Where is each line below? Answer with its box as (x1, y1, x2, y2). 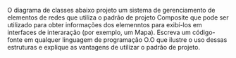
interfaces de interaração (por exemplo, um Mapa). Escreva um (7, 28, 192, 36)
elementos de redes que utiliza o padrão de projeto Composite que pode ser (7, 13, 229, 22)
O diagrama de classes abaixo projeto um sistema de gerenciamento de (7, 6, 216, 14)
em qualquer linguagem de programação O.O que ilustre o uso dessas (23, 36, 228, 44)
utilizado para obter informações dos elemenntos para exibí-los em (7, 21, 202, 29)
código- (192, 28, 216, 36)
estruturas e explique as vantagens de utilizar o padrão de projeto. (7, 43, 201, 51)
